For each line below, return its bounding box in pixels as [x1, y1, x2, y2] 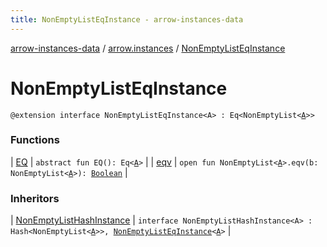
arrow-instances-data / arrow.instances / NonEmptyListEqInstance [10, 42, 286, 54]
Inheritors [10, 191, 60, 205]
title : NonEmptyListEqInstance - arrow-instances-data [10, 14, 244, 25]
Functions [10, 133, 60, 147]
